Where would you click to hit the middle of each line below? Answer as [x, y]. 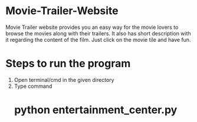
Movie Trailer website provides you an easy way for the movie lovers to [92, 27]
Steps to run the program [68, 64]
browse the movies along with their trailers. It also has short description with [98, 33]
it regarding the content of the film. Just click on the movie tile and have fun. [98, 39]
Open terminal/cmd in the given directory [64, 80]
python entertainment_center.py [96, 110]
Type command [33, 86]
